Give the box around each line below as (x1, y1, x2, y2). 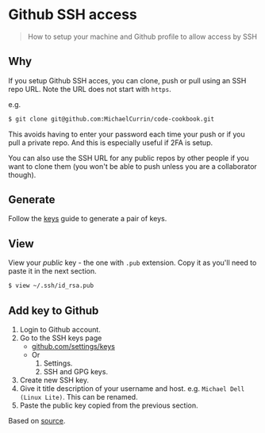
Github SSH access (8, 6, 137, 24)
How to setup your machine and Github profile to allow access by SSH (27, 32, 258, 41)
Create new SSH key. (19, 375, 90, 385)
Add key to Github (8, 304, 99, 317)
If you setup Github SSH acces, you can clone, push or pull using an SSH (8, 75, 247, 85)
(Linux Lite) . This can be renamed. (19, 392, 138, 401)
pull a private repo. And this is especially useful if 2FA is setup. (8, 137, 213, 148)
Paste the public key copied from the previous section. (19, 400, 198, 410)
